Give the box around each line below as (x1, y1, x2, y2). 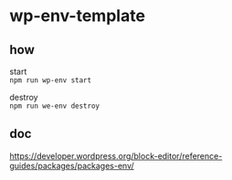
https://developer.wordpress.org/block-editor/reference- (9, 150, 223, 161)
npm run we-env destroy (9, 101, 100, 111)
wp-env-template (9, 5, 146, 26)
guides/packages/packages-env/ (9, 160, 134, 171)
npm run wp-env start (9, 76, 92, 85)
